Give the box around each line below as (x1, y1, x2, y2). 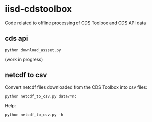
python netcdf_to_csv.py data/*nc (5, 94, 77, 99)
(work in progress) (5, 56, 43, 62)
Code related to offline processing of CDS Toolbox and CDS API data (5, 20, 146, 26)
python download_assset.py (5, 47, 61, 53)
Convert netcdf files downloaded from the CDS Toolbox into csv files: (5, 84, 148, 90)
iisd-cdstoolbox (5, 3, 72, 15)
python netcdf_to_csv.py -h (5, 112, 64, 117)
